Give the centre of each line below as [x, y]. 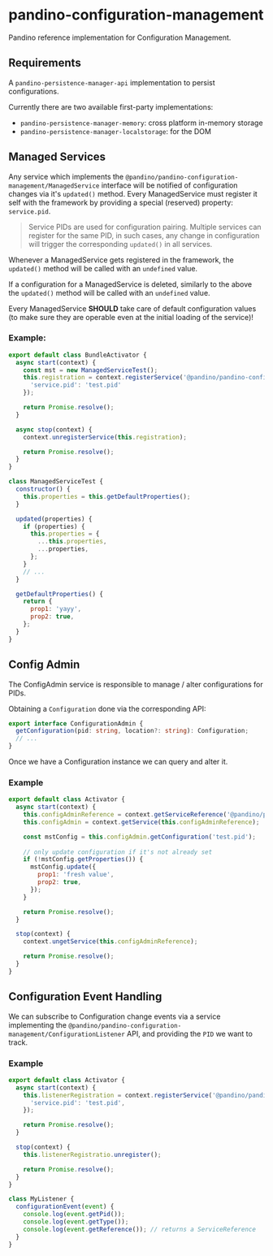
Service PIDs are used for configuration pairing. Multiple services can [145, 227]
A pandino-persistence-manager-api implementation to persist [112, 82]
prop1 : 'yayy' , [56, 609]
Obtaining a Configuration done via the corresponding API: [107, 708]
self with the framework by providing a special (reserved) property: [121, 202]
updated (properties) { [54, 519]
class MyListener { [41, 1199]
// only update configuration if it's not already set [118, 852]
